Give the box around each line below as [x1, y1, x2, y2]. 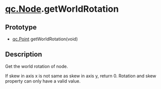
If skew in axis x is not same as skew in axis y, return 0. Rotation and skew [5, 73, 157, 79]
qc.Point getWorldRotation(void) [12, 36, 78, 42]
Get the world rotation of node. [5, 63, 68, 69]
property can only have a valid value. [5, 78, 81, 84]
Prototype [5, 23, 37, 31]
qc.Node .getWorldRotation [5, 3, 119, 15]
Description [5, 50, 42, 59]
